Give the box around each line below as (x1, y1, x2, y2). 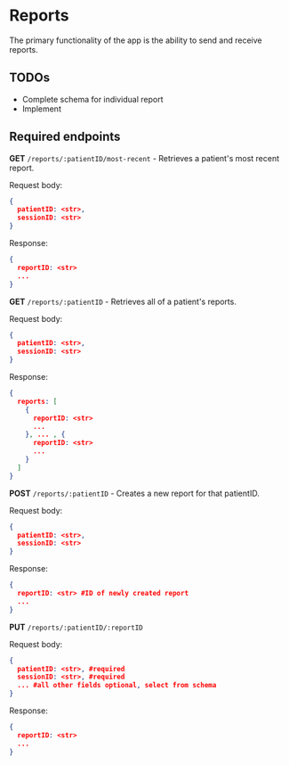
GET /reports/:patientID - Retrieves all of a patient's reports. (9, 296, 237, 307)
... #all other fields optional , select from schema (17, 681, 217, 690)
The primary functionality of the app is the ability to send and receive (9, 35, 262, 45)
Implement (21, 103, 62, 114)
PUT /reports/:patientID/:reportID (9, 621, 144, 632)
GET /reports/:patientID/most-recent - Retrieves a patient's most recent (9, 152, 280, 163)
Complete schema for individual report (21, 94, 164, 104)
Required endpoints (9, 129, 121, 144)
